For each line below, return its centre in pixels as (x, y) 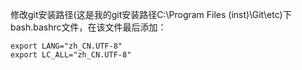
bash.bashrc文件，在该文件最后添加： (88, 27)
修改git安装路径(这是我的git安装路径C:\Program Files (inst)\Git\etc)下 (151, 14)
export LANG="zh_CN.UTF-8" (66, 46)
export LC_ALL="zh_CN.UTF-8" (71, 55)
